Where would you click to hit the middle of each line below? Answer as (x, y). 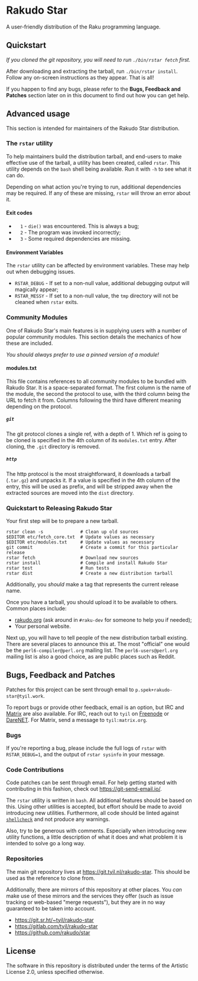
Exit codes (19, 213)
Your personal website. (43, 626)
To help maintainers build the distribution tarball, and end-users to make (94, 156)
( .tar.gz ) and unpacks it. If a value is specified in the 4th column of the (93, 480)
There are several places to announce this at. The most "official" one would (98, 644)
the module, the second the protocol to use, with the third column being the (98, 394)
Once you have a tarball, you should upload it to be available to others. (92, 602)
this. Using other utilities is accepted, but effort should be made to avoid (94, 807)
